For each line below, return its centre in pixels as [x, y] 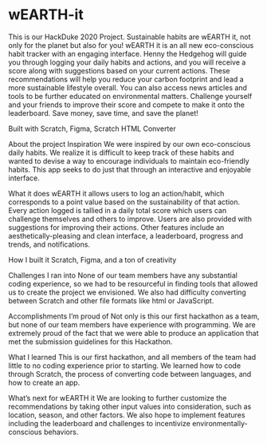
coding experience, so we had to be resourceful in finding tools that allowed [133, 283]
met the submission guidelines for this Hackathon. [90, 342]
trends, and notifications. [49, 244]
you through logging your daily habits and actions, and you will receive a [127, 62]
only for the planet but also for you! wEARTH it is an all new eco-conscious [131, 45]
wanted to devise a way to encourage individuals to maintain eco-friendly [129, 160]
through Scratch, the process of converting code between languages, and [130, 374]
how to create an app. [44, 382]
